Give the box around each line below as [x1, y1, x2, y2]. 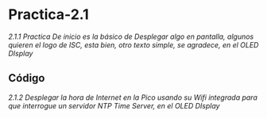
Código [8, 71, 45, 85]
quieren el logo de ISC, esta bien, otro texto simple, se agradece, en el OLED [8, 40, 259, 49]
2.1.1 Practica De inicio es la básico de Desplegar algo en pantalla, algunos [8, 32, 254, 41]
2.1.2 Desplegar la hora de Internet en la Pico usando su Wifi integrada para [8, 93, 258, 102]
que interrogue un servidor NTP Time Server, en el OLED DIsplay [8, 101, 220, 110]
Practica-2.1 [8, 6, 89, 24]
